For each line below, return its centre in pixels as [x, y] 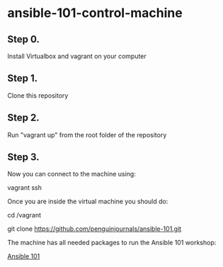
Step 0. [24, 39]
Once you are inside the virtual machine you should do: [88, 201]
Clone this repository [38, 95]
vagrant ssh [25, 188]
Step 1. [23, 78]
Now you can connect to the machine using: [72, 174]
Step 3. [24, 157]
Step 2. [24, 118]
